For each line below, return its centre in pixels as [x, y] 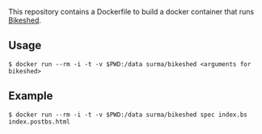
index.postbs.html [39, 121]
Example [31, 96]
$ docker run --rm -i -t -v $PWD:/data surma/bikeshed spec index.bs [128, 115]
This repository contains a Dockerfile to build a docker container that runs [131, 12]
